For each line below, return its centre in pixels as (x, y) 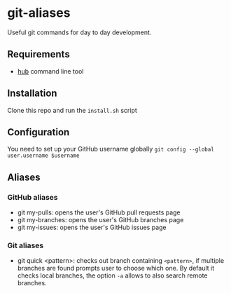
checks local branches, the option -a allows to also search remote (112, 275)
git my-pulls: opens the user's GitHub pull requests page (99, 212)
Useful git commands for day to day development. (79, 32)
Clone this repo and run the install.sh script (72, 110)
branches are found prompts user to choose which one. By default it (116, 268)
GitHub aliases (33, 197)
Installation (32, 94)
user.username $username (43, 156)
